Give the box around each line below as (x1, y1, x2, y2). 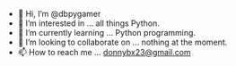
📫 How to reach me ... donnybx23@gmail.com (17, 47, 191, 57)
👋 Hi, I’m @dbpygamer (17, 9, 101, 19)
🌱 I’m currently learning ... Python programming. (17, 28, 196, 37)
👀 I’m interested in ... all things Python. (17, 18, 160, 29)
